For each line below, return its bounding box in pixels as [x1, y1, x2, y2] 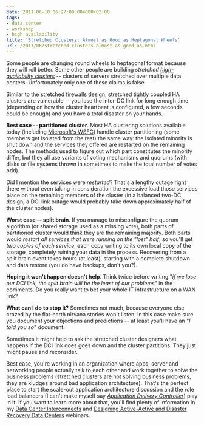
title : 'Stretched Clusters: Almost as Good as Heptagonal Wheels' [6, 37, 181, 43]
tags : [6, 15, 20, 21]
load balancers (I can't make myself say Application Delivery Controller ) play [6, 392, 198, 399]
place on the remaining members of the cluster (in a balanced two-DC [6, 191, 182, 199]
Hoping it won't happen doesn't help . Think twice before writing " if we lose [6, 273, 197, 280]
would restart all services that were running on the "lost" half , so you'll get [6, 235, 193, 243]
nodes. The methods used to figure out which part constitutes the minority [6, 147, 193, 155]
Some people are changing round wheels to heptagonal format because [6, 59, 186, 67]
